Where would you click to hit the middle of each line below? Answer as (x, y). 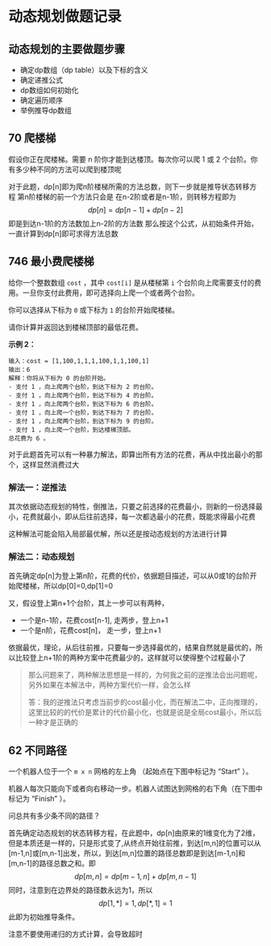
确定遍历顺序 (41, 100)
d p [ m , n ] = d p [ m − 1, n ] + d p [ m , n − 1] (135, 876)
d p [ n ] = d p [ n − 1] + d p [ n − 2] (135, 209)
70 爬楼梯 (32, 138)
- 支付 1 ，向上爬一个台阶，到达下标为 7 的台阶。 (83, 412)
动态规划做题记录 (65, 17)
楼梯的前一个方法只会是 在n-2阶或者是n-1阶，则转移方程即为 (136, 196)
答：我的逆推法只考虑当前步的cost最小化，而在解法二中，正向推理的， (145, 702)
